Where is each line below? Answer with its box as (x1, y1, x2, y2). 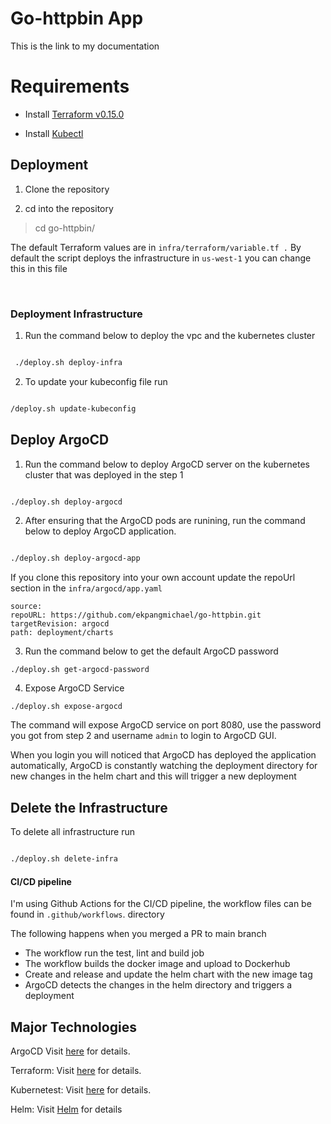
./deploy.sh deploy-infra (14, 357, 123, 367)
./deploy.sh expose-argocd (10, 702, 123, 712)
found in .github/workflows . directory (10, 908, 165, 921)
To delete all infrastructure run (10, 826, 135, 838)
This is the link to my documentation (10, 40, 160, 52)
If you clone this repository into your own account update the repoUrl (10, 572, 296, 584)
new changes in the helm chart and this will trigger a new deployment (10, 770, 297, 782)
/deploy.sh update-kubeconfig (10, 403, 137, 414)
